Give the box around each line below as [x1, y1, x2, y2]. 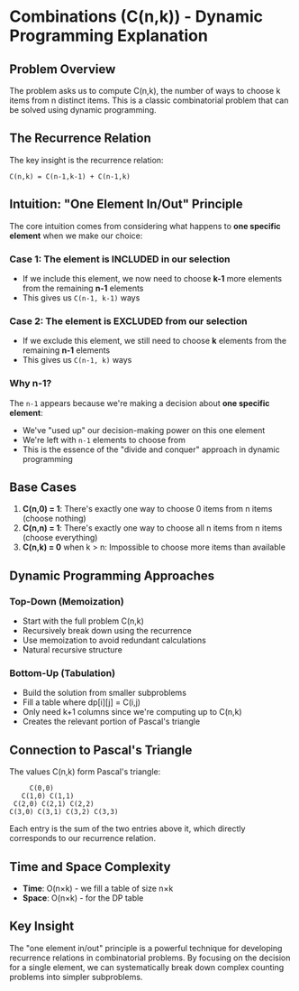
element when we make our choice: [9, 230, 143, 241]
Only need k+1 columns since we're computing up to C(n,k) [22, 707, 242, 718]
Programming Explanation [9, 25, 209, 46]
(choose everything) [22, 533, 98, 543]
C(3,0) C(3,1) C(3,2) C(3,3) [9, 808, 119, 817]
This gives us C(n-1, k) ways [22, 355, 132, 366]
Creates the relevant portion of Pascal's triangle [22, 716, 201, 727]
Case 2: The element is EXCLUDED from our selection [9, 314, 248, 327]
